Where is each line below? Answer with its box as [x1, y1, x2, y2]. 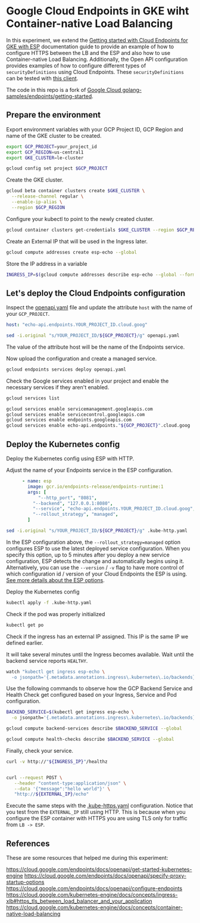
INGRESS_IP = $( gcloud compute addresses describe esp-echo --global [6, 272, 177, 278]
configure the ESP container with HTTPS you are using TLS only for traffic [6, 815, 187, 822]
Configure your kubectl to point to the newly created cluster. [6, 215, 154, 222]
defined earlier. [6, 639, 43, 646]
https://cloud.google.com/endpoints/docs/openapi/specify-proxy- [24, 872, 186, 879]
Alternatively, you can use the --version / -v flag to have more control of [6, 564, 185, 571]
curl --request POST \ [6, 774, 62, 780]
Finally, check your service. [6, 747, 73, 754]
